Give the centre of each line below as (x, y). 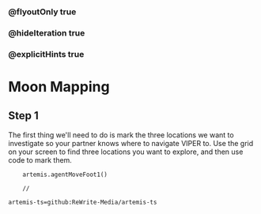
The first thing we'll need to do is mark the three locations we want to (121, 135)
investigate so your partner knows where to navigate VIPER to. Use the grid (131, 143)
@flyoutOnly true (42, 12)
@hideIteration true (47, 32)
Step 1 (24, 116)
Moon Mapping (59, 86)
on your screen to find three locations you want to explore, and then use (126, 152)
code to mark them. (40, 160)
